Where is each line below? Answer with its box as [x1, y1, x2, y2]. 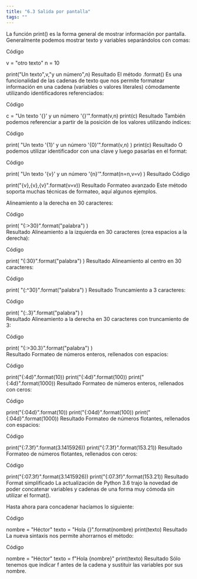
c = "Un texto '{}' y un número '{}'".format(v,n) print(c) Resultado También [6, 112, 186, 119]
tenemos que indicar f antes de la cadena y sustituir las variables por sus [6, 561, 183, 568]
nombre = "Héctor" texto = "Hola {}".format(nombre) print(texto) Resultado [6, 526, 188, 533]
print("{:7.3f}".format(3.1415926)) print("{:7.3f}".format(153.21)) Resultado [6, 444, 182, 451]
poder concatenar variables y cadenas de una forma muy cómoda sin [6, 486, 175, 493]
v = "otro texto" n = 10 [6, 59, 60, 66]
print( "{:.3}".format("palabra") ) [6, 309, 84, 316]
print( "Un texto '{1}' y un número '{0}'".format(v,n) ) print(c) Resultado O [6, 141, 183, 148]
